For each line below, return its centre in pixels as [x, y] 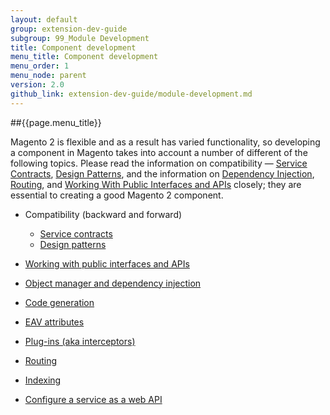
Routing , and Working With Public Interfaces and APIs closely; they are [156, 184]
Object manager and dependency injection [113, 283]
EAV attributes [54, 322]
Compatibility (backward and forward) [103, 214]
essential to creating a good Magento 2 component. [117, 195]
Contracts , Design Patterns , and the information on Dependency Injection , [162, 173]
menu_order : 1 [40, 66]
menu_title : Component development [84, 57]
